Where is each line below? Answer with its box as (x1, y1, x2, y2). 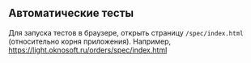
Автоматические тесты (8, 6, 134, 20)
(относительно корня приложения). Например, (8, 36, 172, 46)
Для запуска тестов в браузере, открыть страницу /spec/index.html (8, 27, 245, 37)
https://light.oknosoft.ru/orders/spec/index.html (8, 44, 168, 55)
